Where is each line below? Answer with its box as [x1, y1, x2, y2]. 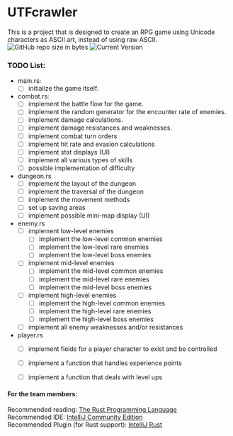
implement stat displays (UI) [28, 147, 110, 156]
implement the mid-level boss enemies [38, 283, 152, 291]
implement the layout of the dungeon [28, 179, 137, 188]
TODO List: [7, 60, 46, 70]
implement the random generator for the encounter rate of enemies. [28, 108, 227, 116]
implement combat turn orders [28, 132, 118, 140]
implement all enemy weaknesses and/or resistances [28, 323, 183, 331]
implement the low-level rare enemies [38, 242, 149, 252]
